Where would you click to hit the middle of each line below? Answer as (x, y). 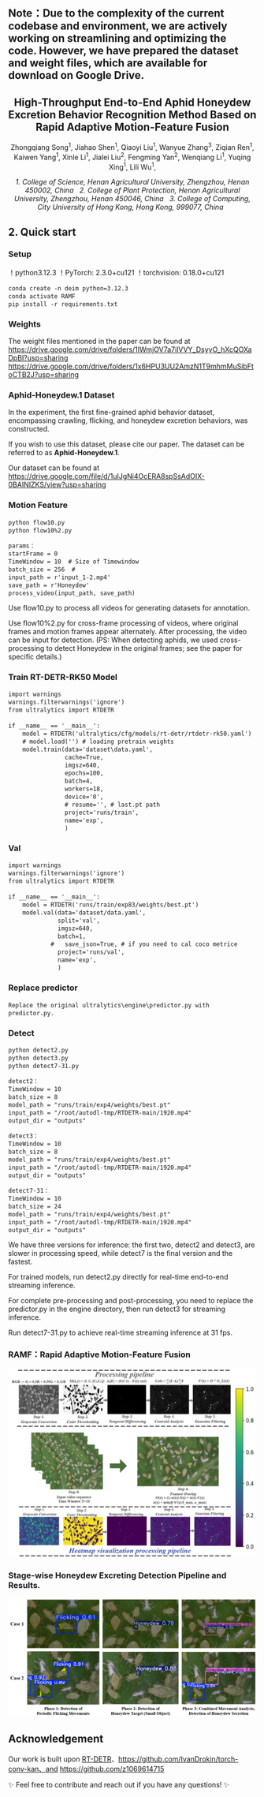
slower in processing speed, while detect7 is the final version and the (121, 1253)
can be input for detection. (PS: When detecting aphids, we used (113, 640)
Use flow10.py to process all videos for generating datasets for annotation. (129, 607)
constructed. (29, 429)
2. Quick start (42, 232)
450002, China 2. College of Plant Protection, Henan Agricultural (132, 190)
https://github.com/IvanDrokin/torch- (178, 1759)
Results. (24, 1586)
